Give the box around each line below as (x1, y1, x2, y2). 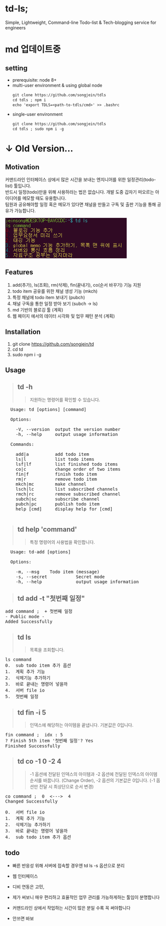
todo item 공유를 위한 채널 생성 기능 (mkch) (12, 288, 98, 294)
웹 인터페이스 (12, 873, 38, 879)
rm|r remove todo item (15, 476, 97, 482)
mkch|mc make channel (15, 481, 87, 487)
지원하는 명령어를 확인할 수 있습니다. (29, 397, 100, 403)
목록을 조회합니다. (29, 647, 65, 653)
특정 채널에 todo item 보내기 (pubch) (12, 294, 85, 300)
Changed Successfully (5, 798, 58, 804)
